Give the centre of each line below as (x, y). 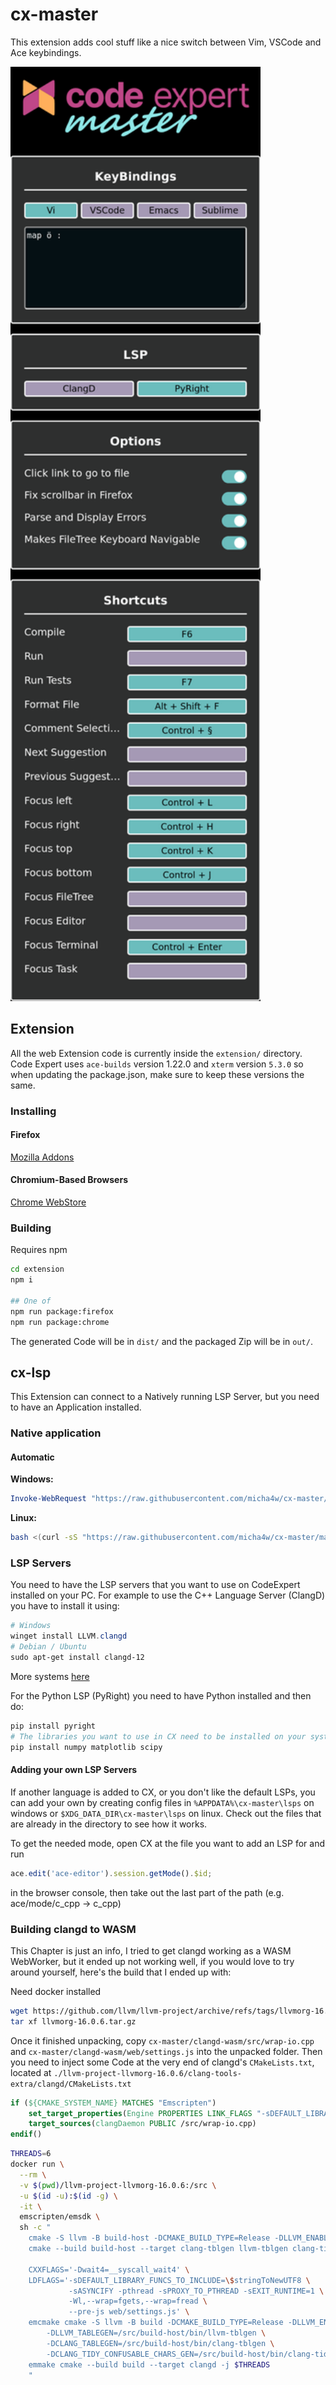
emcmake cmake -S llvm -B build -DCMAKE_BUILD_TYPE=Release (156, 2323)
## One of (31, 1301)
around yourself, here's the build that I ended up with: (121, 1972)
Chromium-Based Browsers (69, 1180)
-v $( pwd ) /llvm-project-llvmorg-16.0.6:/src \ (118, 2185)
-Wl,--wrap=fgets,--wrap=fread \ (138, 2301)
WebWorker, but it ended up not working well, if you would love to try (152, 1961)
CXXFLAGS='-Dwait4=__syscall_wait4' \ (109, 2269)
